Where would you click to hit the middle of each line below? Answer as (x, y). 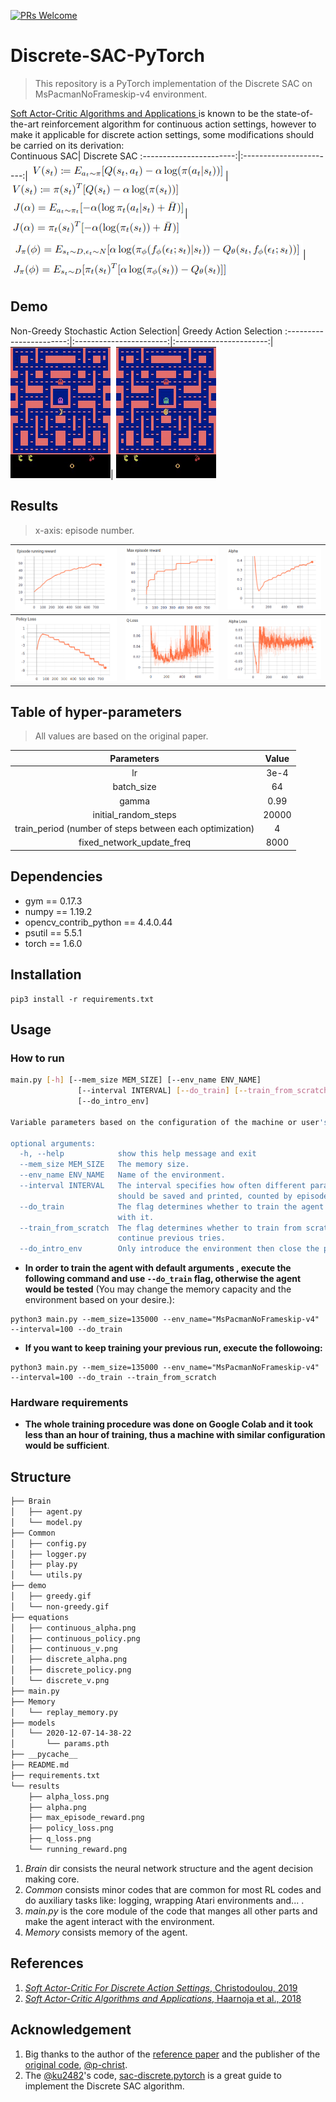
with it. (136, 1217)
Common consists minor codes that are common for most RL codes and (173, 1889)
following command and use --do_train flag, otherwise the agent (163, 1279)
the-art (25, 124)
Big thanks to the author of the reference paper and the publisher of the (172, 2054)
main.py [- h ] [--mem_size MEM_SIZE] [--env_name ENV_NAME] (136, 1080)
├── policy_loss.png (71, 1828)
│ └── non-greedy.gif (60, 1606)
